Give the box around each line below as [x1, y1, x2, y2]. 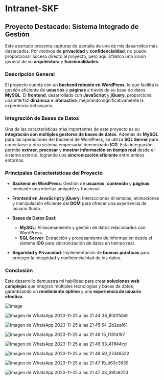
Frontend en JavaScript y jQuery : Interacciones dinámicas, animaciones [12, 195, 160, 201]
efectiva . [5, 294, 23, 300]
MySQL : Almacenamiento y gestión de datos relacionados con [19, 224, 146, 230]
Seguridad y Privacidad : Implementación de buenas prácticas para [12, 249, 150, 255]
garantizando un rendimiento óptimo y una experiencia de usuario [5, 289, 141, 294]
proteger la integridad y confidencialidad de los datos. [12, 255, 121, 261]
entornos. [5, 157, 24, 163]
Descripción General [5, 70, 55, 77]
